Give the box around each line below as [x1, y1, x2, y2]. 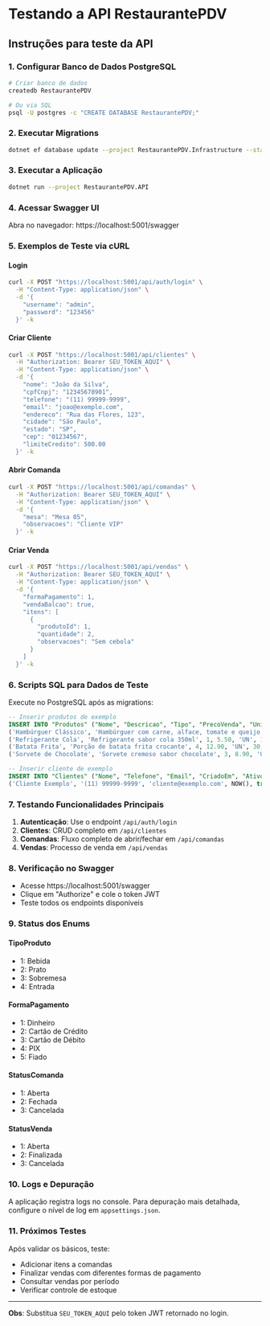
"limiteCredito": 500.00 [22, 440, 106, 448]
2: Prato [19, 964, 47, 974]
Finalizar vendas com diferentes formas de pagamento [19, 1267, 202, 1278]
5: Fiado [19, 1052, 47, 1062]
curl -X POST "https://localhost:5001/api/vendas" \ [8, 563, 189, 571]
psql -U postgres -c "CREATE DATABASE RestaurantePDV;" [8, 108, 199, 117]
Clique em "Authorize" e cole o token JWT [19, 890, 161, 899]
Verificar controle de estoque [19, 1285, 117, 1295]
